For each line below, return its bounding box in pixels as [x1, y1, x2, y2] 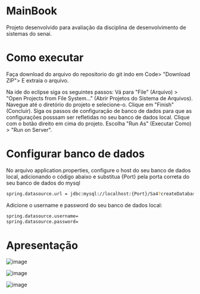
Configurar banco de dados [6, 147, 145, 161]
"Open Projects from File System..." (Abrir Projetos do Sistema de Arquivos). [6, 94, 193, 102]
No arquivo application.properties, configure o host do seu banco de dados [6, 166, 191, 173]
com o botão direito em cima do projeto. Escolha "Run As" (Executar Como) [6, 120, 192, 127]
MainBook [6, 4, 58, 18]
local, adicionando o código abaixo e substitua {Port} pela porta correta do [6, 173, 190, 180]
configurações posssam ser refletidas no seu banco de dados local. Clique [6, 113, 190, 121]
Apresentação [6, 239, 79, 252]
